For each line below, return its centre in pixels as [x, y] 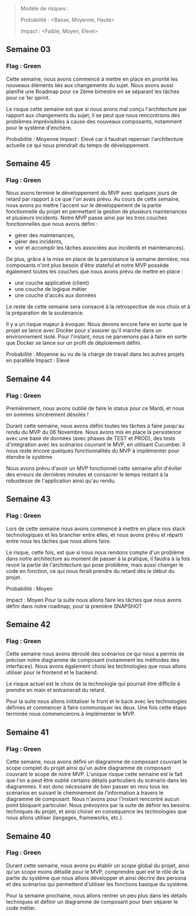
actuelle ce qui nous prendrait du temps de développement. [78, 145]
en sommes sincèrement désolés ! [47, 414]
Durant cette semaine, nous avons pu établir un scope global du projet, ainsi [98, 865]
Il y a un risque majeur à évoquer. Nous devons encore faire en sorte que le [97, 324]
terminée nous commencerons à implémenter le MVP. [71, 714]
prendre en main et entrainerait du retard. [56, 690]
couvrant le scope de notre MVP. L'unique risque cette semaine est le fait [94, 774]
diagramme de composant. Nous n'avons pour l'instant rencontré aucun [93, 799]
